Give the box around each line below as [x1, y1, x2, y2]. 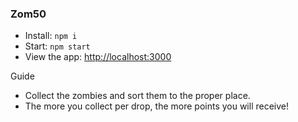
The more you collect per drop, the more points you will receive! [24, 100, 290, 112]
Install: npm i [24, 30, 78, 42]
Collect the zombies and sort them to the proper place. [24, 90, 251, 102]
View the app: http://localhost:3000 [24, 51, 172, 63]
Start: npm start [24, 40, 91, 52]
